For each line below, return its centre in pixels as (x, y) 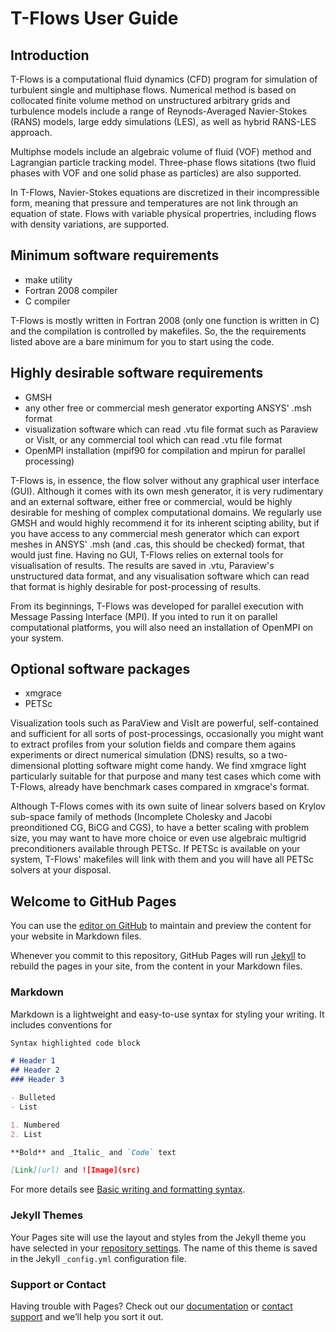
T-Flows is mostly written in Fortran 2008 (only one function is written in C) (165, 320)
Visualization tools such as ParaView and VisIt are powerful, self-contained (164, 723)
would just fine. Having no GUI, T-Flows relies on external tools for (147, 554)
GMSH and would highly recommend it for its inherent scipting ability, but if (165, 523)
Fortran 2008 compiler (71, 290)
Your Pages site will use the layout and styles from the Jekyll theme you (158, 1237)
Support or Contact (58, 1284)
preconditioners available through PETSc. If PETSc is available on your (155, 849)
